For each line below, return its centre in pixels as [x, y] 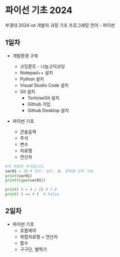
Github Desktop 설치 [48, 110]
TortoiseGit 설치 [43, 98]
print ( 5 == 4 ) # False [32, 194]
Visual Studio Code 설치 [44, 85]
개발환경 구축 [25, 55]
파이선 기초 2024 [39, 10]
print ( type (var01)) [25, 181]
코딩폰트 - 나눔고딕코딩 [42, 66]
